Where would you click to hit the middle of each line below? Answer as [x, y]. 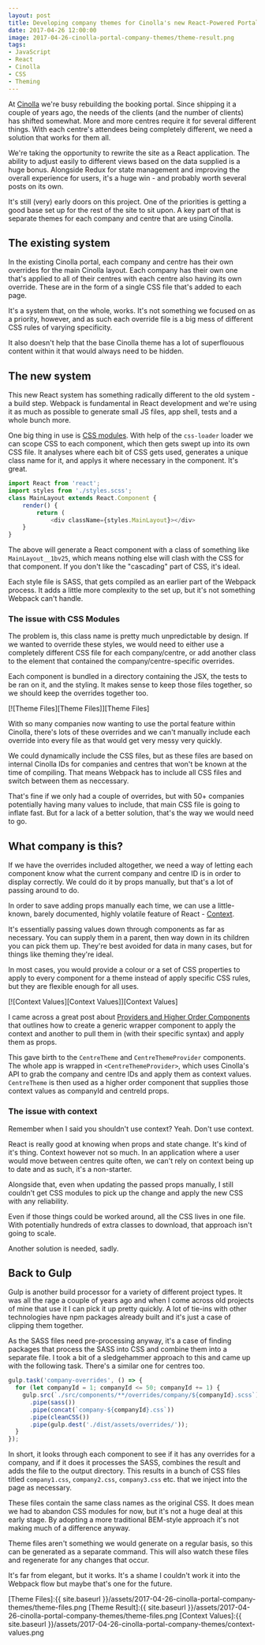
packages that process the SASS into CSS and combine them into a [118, 1349]
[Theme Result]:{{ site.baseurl [137, 1608]
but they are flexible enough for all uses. [74, 987]
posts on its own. [36, 186]
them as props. [33, 1043]
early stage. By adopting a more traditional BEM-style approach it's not [123, 1520]
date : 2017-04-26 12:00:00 [52, 30]
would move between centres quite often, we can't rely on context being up [131, 1161]
